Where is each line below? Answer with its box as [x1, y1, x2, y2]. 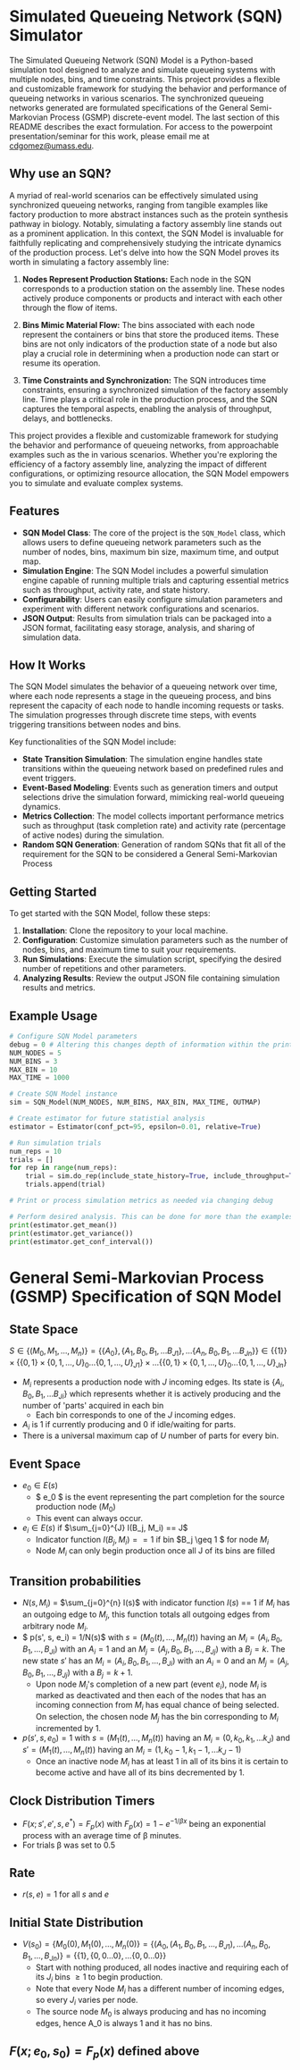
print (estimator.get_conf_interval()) [9, 1237, 154, 1246]
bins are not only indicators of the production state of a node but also [21, 338, 278, 349]
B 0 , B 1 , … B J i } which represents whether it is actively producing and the [21, 1388, 281, 1401]
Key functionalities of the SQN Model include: [9, 736, 177, 747]
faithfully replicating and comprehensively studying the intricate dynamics [9, 237, 282, 248]
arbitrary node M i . [21, 1620, 89, 1633]
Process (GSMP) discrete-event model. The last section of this [49, 112, 279, 122]
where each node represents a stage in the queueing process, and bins [9, 691, 272, 702]
